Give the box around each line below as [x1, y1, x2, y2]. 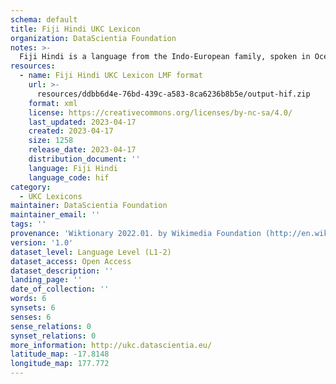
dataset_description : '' [10, 266, 114, 276]
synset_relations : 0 [10, 331, 97, 341]
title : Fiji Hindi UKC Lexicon [10, 24, 141, 34]
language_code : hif [28, 172, 110, 183]
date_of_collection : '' [10, 284, 110, 295]
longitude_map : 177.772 [10, 359, 110, 369]
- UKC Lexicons [19, 191, 83, 201]
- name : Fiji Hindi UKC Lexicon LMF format [19, 71, 203, 81]
